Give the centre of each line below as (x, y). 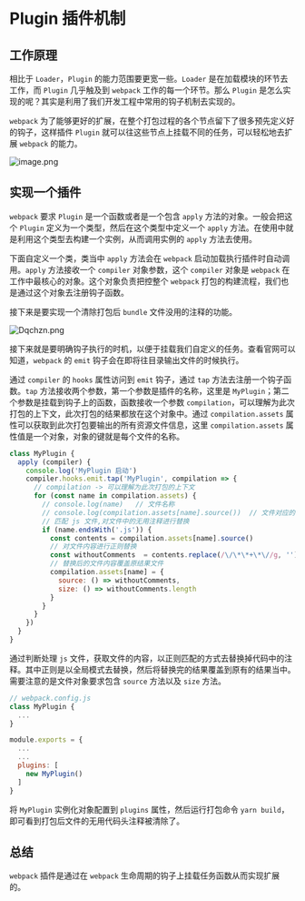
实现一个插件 (45, 192)
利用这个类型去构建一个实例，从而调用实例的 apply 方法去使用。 (137, 238)
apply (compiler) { (54, 462)
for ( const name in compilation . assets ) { (115, 496)
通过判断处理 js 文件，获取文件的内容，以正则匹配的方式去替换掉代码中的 (147, 658)
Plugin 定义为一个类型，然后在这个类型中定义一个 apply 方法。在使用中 (152, 228)
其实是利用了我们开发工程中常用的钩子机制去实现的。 (140, 101)
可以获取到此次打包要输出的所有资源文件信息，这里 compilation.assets (150, 425)
